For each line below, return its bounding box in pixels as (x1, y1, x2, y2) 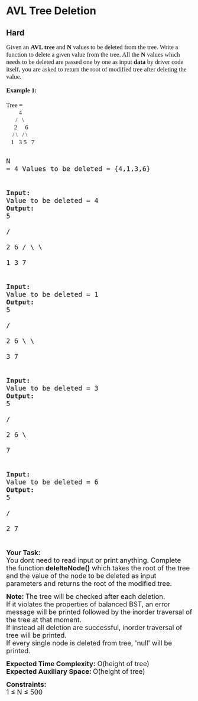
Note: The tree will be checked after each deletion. (6, 592, 165, 601)
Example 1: (6, 87, 37, 94)
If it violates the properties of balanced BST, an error (6, 600, 171, 608)
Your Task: (6, 549, 41, 557)
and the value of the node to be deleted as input (6, 572, 157, 580)
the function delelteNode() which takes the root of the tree (6, 564, 190, 572)
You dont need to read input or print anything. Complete (6, 556, 181, 564)
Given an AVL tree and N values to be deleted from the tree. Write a (6, 43, 178, 51)
